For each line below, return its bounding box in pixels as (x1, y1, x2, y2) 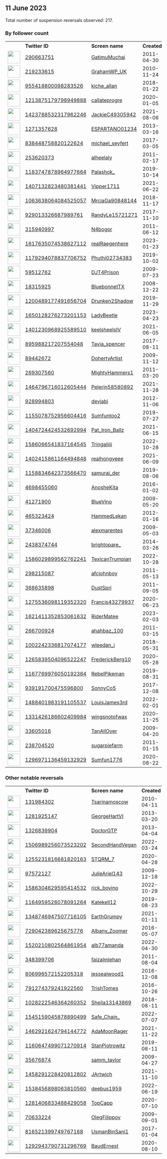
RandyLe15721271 (91, 211, 138, 218)
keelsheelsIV (91, 326, 121, 333)
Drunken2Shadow (91, 298, 134, 305)
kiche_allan (91, 82, 118, 89)
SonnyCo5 (91, 685, 116, 692)
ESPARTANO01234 (91, 126, 137, 133)
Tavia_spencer (91, 341, 125, 348)
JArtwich (91, 1071, 113, 1078)
